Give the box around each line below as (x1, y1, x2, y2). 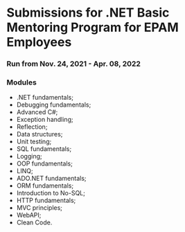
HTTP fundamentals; (16, 196, 76, 205)
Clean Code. (16, 218, 53, 226)
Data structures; (16, 130, 63, 139)
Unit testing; (16, 137, 52, 146)
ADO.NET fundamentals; (16, 175, 87, 183)
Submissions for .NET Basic (6, 5, 170, 21)
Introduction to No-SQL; (16, 189, 86, 197)
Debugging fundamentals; (16, 100, 91, 109)
